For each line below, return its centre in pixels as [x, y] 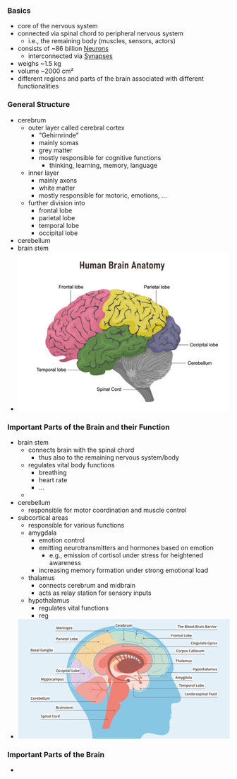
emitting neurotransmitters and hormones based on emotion [126, 548]
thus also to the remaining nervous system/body [109, 457]
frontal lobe [55, 210]
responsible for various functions [76, 525]
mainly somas [59, 142]
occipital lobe [58, 233]
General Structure [39, 105]
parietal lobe [57, 217]
